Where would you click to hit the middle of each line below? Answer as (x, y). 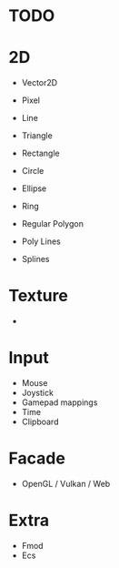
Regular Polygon (52, 224)
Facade (37, 458)
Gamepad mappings (59, 402)
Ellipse (34, 188)
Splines (35, 259)
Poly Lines (41, 241)
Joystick (37, 393)
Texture (39, 296)
